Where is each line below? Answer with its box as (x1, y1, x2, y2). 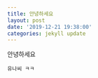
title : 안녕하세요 (7, 10, 54, 18)
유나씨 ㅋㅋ (7, 65, 35, 72)
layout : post (7, 17, 45, 24)
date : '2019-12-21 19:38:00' (7, 23, 92, 30)
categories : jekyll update (7, 30, 86, 37)
